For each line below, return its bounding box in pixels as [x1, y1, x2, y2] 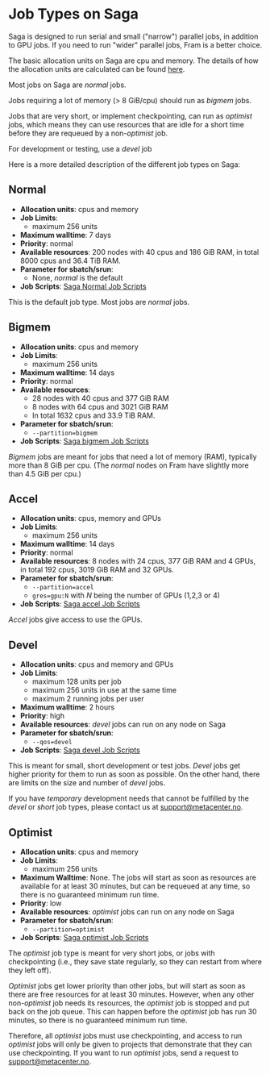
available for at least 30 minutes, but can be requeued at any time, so [19, 881, 251, 891]
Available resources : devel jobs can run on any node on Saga [19, 719, 226, 730]
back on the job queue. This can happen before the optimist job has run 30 [8, 1007, 257, 1016]
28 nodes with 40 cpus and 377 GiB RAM [31, 393, 169, 403]
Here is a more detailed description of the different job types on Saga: [8, 159, 240, 169]
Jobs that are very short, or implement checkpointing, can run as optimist [8, 110, 252, 121]
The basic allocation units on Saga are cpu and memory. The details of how [8, 56, 260, 65]
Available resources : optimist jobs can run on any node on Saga [19, 907, 235, 916]
